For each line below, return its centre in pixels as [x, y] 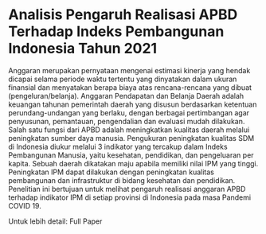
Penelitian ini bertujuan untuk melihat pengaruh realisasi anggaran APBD [127, 189]
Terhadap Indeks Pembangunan [116, 31]
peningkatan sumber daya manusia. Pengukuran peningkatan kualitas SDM [131, 138]
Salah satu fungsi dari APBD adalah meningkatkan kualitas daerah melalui [129, 130]
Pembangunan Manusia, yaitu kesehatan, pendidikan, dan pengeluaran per [131, 155]
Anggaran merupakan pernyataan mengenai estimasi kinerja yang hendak [129, 70]
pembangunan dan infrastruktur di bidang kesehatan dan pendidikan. [122, 180]
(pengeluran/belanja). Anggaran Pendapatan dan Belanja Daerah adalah [126, 96]
